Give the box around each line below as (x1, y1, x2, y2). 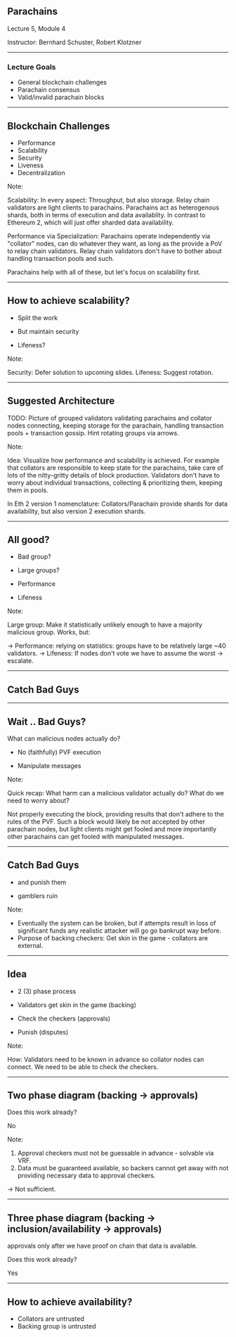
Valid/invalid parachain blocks (17, 93, 105, 101)
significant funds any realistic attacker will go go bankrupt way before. (17, 926, 222, 935)
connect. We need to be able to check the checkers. (7, 1062, 159, 1071)
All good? (7, 534, 51, 546)
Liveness (17, 161, 44, 169)
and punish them (17, 878, 67, 886)
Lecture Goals (7, 62, 56, 72)
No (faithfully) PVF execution (17, 748, 102, 756)
